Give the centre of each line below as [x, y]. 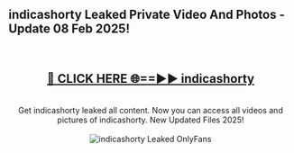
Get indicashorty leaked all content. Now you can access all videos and [151, 110]
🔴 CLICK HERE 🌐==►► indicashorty [151, 79]
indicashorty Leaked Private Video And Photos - [147, 15]
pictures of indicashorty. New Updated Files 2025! [151, 120]
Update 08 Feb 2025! [69, 29]
